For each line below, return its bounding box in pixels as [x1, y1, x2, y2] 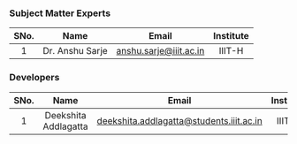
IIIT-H [218, 45, 244, 57]
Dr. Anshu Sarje [42, 45, 108, 57]
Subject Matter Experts [9, 7, 111, 19]
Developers [9, 72, 60, 84]
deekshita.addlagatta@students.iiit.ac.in [96, 114, 263, 126]
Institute [213, 30, 249, 42]
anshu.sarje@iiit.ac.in [116, 45, 205, 57]
